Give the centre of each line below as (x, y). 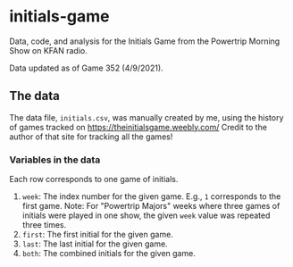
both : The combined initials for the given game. (109, 254)
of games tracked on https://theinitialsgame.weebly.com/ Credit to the (138, 127)
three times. (44, 225)
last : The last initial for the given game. (95, 244)
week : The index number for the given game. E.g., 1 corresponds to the (151, 196)
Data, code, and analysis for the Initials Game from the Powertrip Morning (145, 41)
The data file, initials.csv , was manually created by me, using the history (146, 117)
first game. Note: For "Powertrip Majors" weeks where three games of (151, 206)
